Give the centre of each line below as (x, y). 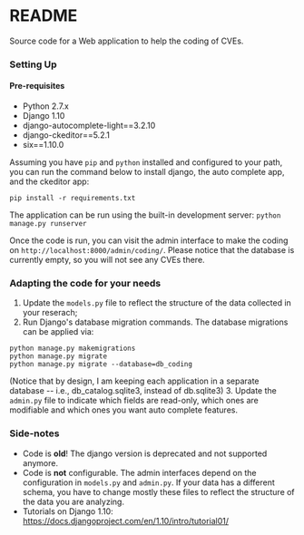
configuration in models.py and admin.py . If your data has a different (148, 482)
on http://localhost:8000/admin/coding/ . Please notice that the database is (152, 250)
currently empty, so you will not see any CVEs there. (108, 260)
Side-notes (34, 433)
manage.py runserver (49, 224)
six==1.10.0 (43, 145)
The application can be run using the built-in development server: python (145, 215)
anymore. (40, 462)
